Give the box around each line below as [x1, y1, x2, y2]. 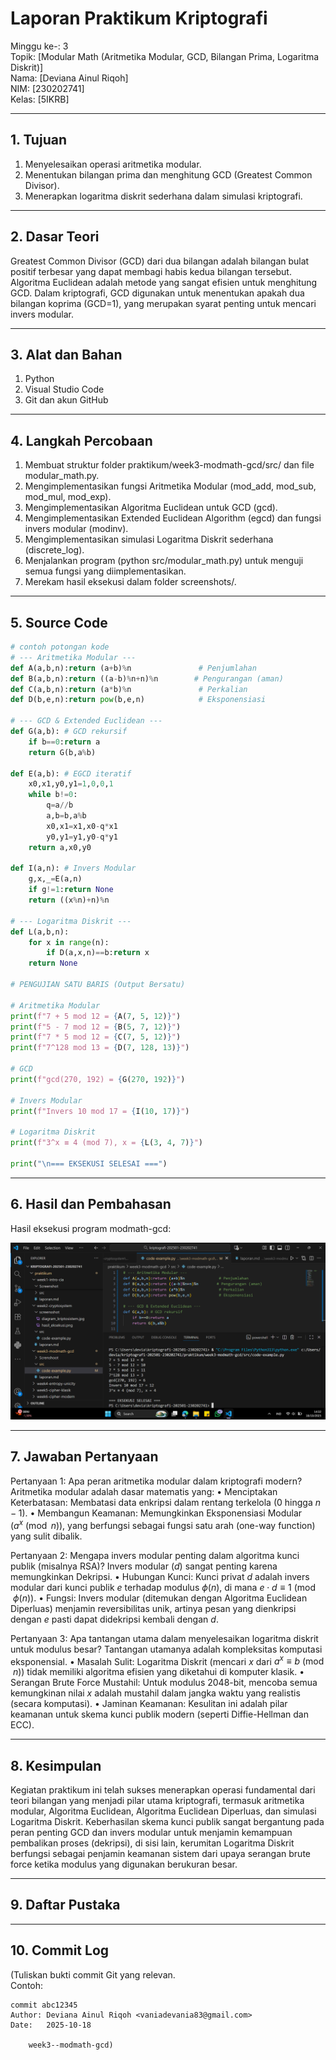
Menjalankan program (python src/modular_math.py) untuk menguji [24, 555, 304, 567]
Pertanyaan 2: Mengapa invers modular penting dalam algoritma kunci [10, 1549, 300, 1561]
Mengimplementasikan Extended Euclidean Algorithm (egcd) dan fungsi [24, 512, 322, 524]
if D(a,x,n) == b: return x [46, 948, 150, 958]
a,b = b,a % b [46, 811, 87, 821]
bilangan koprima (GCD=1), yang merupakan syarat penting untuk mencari [10, 297, 317, 309]
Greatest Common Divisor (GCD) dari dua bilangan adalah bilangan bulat [10, 255, 310, 267]
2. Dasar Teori [10, 228, 100, 246]
